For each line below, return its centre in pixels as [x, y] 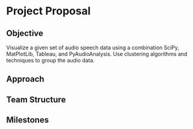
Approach [25, 79]
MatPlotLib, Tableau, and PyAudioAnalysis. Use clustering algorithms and [97, 54]
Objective [25, 33]
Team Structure [36, 99]
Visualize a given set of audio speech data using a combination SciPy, [93, 47]
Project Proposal [49, 11]
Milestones [28, 120]
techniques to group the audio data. [51, 60]
